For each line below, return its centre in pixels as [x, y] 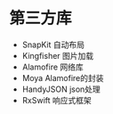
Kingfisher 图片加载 [58, 55]
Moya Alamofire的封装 [63, 77]
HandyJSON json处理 [61, 89]
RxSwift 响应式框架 [56, 100]
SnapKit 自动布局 [53, 45]
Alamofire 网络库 [53, 67]
